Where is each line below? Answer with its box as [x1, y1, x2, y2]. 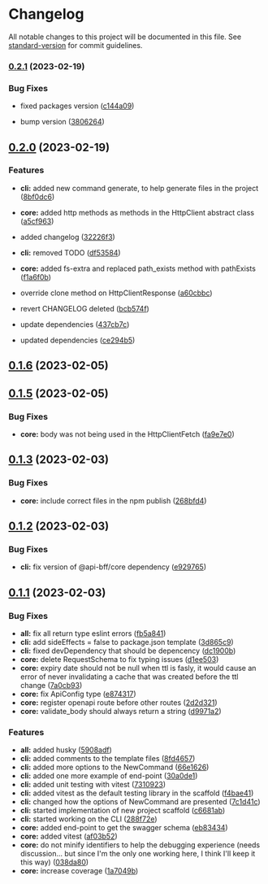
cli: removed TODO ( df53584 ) [19, 247, 121, 257]
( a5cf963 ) [19, 216, 54, 226]
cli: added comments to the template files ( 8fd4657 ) [19, 754, 196, 764]
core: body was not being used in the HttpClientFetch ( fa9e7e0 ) [19, 429, 235, 439]
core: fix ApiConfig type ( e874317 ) [19, 689, 136, 699]
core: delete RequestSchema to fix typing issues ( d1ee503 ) [19, 654, 219, 664]
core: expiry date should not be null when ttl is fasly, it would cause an [19, 663, 257, 673]
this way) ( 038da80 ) [19, 857, 89, 867]
